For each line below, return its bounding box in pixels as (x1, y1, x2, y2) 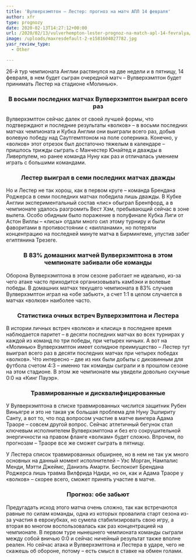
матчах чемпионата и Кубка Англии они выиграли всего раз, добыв (6, 128, 176, 135)
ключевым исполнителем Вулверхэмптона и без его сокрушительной (6, 427, 181, 434)
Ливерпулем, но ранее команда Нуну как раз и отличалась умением (6, 153, 178, 160)
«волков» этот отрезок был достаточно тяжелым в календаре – (6, 140, 165, 147)
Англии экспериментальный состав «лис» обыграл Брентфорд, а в (6, 200, 173, 207)
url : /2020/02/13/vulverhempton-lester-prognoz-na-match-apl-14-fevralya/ (6, 30, 192, 36)
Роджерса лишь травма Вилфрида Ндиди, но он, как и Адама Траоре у (6, 469, 184, 477)
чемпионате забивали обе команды (44, 259, 152, 267)
